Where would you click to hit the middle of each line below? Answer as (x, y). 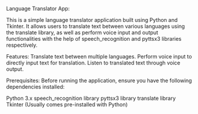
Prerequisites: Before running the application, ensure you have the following (99, 80)
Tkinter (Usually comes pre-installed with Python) (67, 105)
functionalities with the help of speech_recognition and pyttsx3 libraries (94, 39)
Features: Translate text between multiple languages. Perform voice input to (99, 56)
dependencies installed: (35, 87)
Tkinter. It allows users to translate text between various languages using (96, 26)
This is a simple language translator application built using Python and (92, 20)
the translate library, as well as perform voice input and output (82, 32)
